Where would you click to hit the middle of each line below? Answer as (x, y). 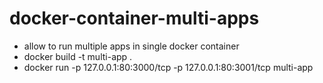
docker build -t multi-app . (78, 56)
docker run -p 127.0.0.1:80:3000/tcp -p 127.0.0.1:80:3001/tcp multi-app (168, 67)
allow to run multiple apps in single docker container (131, 46)
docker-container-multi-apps (134, 18)
